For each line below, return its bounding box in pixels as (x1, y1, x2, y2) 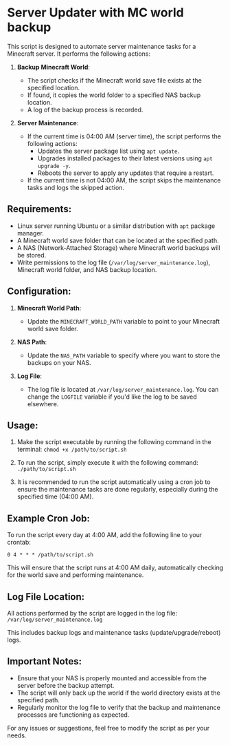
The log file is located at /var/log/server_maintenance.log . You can (27, 385, 219, 393)
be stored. (16, 251, 47, 259)
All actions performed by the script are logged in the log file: (7, 609, 178, 617)
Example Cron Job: (7, 512, 91, 524)
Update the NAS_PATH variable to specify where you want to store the (27, 351, 220, 359)
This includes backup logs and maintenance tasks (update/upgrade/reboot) (7, 629, 221, 636)
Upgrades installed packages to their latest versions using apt (37, 154, 213, 162)
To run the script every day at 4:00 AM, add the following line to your (7, 531, 203, 539)
